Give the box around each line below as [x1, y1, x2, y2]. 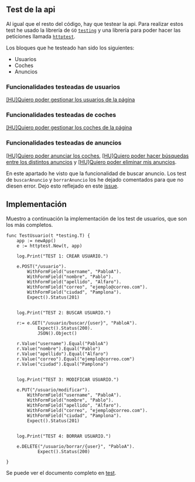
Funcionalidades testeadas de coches [6, 111, 117, 119]
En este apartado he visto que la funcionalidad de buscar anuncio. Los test [6, 170, 187, 177]
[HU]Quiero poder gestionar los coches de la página [6, 124, 132, 131]
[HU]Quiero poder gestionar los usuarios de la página [6, 96, 135, 103]
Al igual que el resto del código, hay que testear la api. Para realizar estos [6, 20, 183, 27]
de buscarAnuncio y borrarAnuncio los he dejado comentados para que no [6, 176, 184, 183]
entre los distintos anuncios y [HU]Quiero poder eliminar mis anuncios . [6, 158, 177, 165]
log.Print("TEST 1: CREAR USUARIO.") [16, 253, 109, 259]
